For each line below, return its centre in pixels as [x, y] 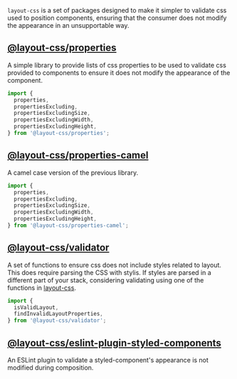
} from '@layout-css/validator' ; [57, 320]
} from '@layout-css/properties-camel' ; [68, 226]
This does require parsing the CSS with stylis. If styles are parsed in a [109, 272]
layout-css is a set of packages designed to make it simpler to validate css [117, 10]
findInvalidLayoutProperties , [58, 314]
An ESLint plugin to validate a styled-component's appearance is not [108, 360]
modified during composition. [51, 368]
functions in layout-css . [42, 288]
